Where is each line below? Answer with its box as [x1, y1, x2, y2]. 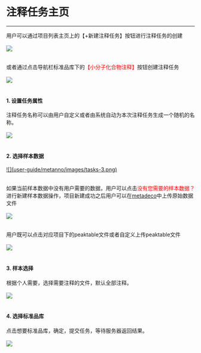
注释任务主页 [6, 5, 70, 19]
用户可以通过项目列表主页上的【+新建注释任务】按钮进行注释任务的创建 [6, 32, 183, 39]
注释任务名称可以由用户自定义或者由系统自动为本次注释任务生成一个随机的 [6, 111, 190, 118]
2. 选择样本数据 [6, 152, 44, 159]
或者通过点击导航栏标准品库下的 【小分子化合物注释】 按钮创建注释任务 [6, 63, 179, 71]
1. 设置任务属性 [6, 97, 43, 104]
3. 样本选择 [6, 264, 34, 272]
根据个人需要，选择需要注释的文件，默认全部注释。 [6, 279, 132, 286]
